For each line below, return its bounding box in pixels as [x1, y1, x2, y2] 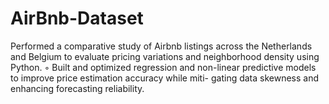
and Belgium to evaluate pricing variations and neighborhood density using [10, 50, 320, 62]
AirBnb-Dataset [10, 7, 144, 30]
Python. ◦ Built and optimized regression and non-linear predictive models [10, 61, 317, 73]
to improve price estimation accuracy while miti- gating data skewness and [10, 72, 320, 84]
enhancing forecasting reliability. [10, 82, 145, 94]
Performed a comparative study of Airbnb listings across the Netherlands [10, 40, 313, 52]
